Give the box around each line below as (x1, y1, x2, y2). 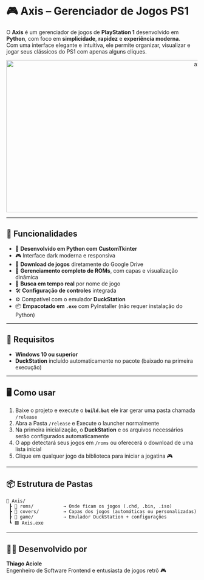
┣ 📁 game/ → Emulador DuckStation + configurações (8, 514, 167, 520)
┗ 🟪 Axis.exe (8, 520, 44, 526)
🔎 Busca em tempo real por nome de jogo (15, 280, 121, 287)
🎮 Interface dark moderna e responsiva (15, 251, 115, 259)
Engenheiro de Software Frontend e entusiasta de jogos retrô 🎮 (6, 567, 166, 574)
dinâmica (15, 273, 38, 281)
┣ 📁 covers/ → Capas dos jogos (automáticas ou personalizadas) (8, 509, 197, 515)
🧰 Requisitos (6, 335, 55, 345)
